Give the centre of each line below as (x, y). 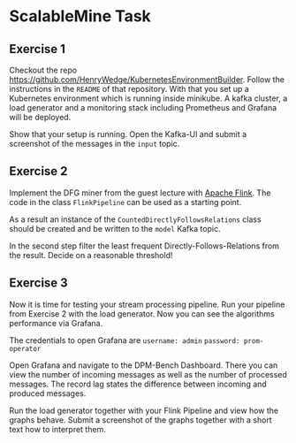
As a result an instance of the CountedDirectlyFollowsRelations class (136, 219)
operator (25, 348)
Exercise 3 (38, 283)
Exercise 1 (38, 49)
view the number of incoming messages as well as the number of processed (148, 374)
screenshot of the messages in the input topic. (95, 144)
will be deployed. (40, 117)
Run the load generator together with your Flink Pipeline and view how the (144, 410)
